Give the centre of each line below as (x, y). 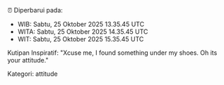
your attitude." (28, 60)
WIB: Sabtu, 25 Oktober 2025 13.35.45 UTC (81, 24)
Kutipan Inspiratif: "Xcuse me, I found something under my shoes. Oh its (112, 53)
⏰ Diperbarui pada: (35, 10)
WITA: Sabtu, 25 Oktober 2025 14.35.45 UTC (83, 32)
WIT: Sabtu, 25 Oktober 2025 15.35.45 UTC (81, 39)
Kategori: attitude (33, 74)
